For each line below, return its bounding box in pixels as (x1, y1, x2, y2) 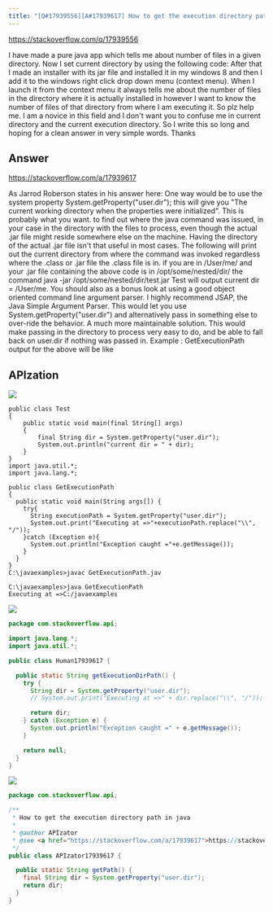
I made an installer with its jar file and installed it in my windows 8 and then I (8, 67, 262, 77)
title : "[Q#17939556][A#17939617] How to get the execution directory (8, 11, 253, 20)
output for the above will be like (8, 344, 114, 354)
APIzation (8, 368, 59, 382)
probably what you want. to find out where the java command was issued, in (8, 215, 264, 225)
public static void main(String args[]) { (15, 498, 162, 506)
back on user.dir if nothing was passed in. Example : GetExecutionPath (8, 335, 245, 346)
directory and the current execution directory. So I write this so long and (8, 119, 249, 129)
